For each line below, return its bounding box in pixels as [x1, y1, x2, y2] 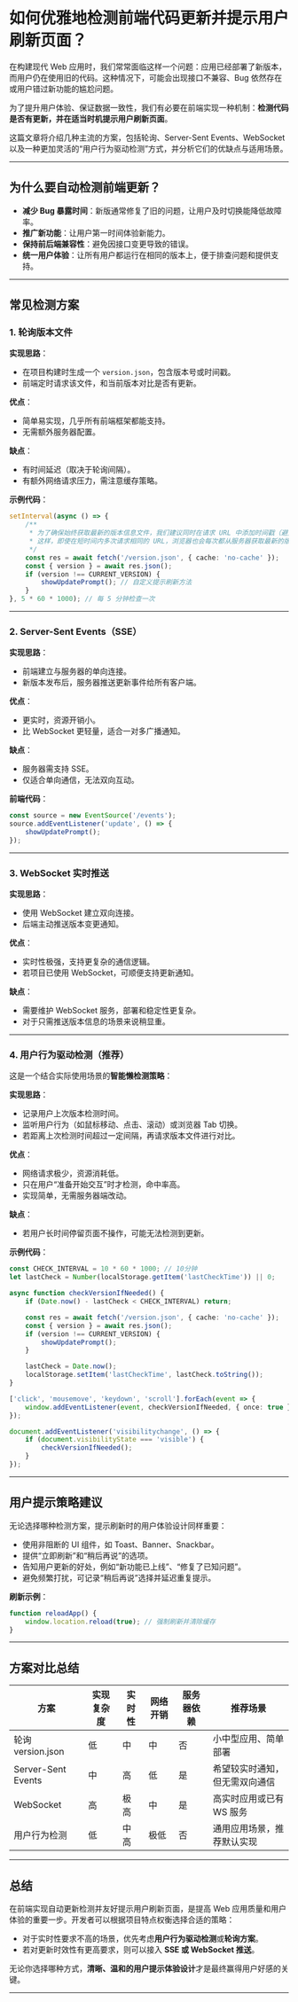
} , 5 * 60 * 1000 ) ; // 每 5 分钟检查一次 [9, 595, 155, 604]
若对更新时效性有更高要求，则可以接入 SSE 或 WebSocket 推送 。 [21, 1944, 260, 1955]
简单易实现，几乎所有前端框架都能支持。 [21, 416, 170, 426]
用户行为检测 [13, 1829, 68, 1842]
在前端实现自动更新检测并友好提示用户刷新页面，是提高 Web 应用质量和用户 [9, 1904, 286, 1914]
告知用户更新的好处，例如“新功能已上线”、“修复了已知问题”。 [21, 1561, 247, 1572]
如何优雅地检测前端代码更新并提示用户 [9, 8, 290, 28]
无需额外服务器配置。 [21, 426, 100, 437]
